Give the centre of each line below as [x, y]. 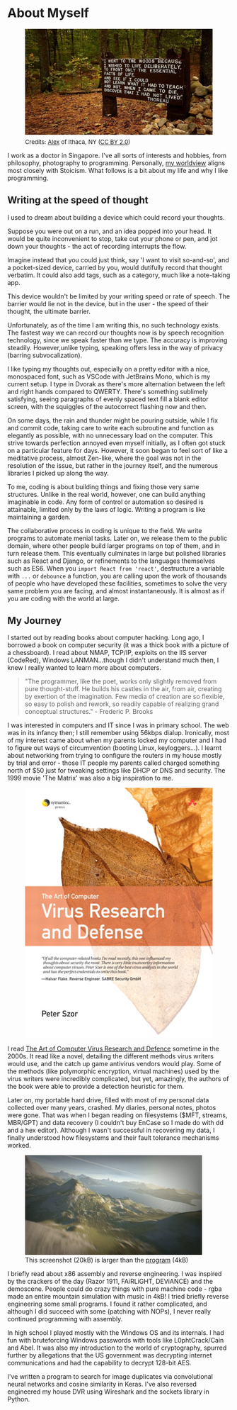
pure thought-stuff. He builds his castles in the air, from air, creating [123, 689]
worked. [19, 1145]
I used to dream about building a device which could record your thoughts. [116, 217]
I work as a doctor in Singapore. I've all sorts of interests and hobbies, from [117, 155]
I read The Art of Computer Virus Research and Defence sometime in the [113, 1048]
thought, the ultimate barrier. [49, 311]
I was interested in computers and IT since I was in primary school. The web [118, 725]
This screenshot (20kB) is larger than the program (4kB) [107, 1260]
